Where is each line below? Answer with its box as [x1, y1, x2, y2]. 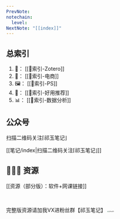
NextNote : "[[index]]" [6, 25, 62, 31]
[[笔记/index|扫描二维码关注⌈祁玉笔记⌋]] [6, 146, 102, 153]
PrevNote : [6, 8, 31, 15]
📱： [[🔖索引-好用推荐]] [14, 89, 69, 96]
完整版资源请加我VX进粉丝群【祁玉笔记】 [6, 206, 106, 213]
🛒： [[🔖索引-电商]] [14, 73, 59, 80]
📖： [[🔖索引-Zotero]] [14, 66, 65, 73]
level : [11, 19, 28, 25]
